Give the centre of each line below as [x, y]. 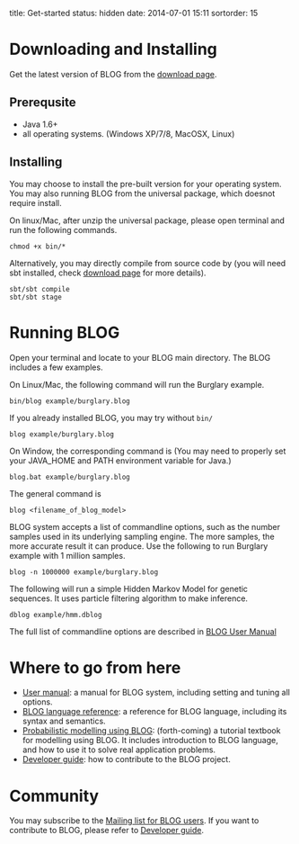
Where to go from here [95, 667]
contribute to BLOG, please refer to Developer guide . [107, 831]
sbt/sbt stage [36, 297]
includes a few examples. [56, 367]
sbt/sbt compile [40, 289]
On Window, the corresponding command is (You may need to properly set [148, 451]
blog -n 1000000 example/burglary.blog [84, 572]
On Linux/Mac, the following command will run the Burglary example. [137, 384]
